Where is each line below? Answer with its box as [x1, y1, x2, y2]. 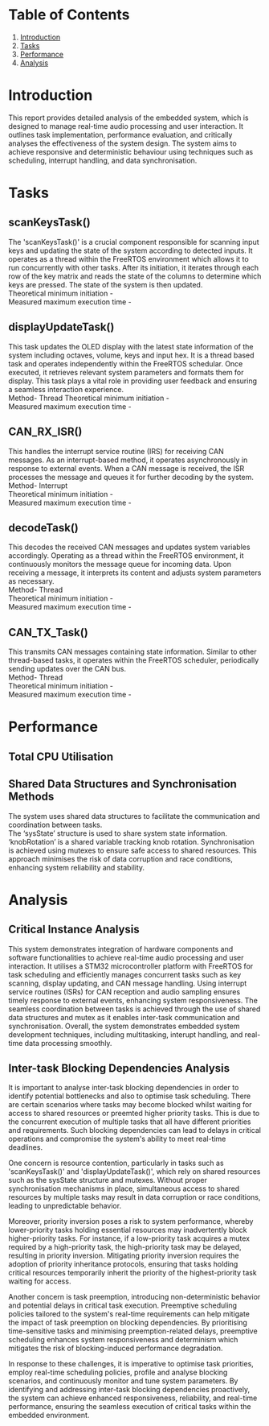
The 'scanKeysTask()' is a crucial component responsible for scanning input [8, 237, 259, 246]
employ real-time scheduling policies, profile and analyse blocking [8, 1367, 228, 1378]
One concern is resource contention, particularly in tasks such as [8, 1158, 224, 1168]
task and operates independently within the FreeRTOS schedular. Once [8, 358, 243, 368]
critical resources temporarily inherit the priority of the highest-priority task [8, 1268, 257, 1278]
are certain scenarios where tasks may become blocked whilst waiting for [8, 1100, 252, 1110]
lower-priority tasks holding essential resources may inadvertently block [8, 1226, 247, 1235]
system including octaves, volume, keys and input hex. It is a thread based [8, 350, 255, 360]
